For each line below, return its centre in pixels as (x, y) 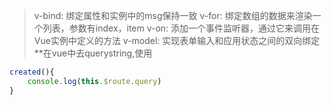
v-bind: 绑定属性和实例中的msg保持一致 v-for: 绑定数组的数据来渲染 (173, 15)
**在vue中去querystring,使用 (93, 53)
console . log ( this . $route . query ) (94, 81)
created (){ (32, 72)
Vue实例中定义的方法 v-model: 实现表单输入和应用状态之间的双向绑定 (177, 40)
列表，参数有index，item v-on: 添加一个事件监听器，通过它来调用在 (181, 28)
